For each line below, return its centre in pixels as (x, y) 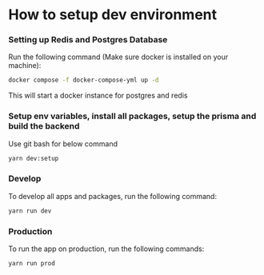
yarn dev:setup (34, 158)
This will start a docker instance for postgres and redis (98, 96)
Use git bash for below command (63, 143)
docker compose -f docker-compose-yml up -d (84, 80)
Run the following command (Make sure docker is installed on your (118, 57)
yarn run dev (30, 211)
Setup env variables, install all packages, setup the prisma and (132, 116)
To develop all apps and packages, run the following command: (113, 196)
